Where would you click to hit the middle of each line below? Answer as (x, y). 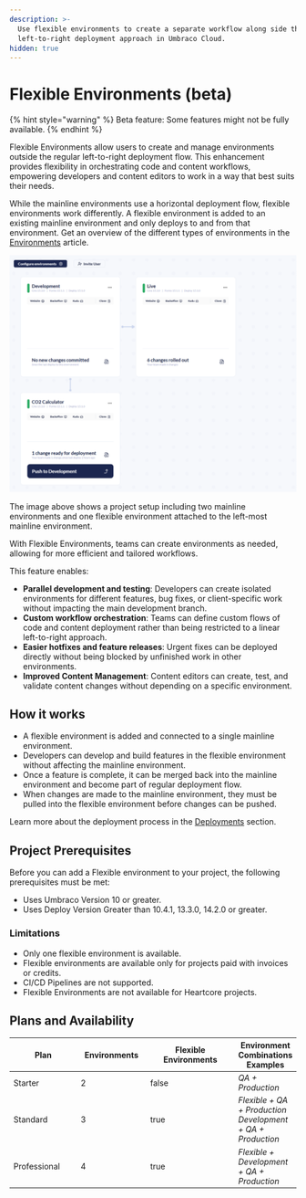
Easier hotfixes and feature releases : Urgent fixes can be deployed (150, 646)
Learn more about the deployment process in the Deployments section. (143, 822)
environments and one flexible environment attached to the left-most (138, 516)
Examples (265, 1065)
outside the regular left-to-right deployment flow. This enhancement (137, 157)
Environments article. (49, 243)
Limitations (35, 933)
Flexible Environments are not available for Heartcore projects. (140, 992)
